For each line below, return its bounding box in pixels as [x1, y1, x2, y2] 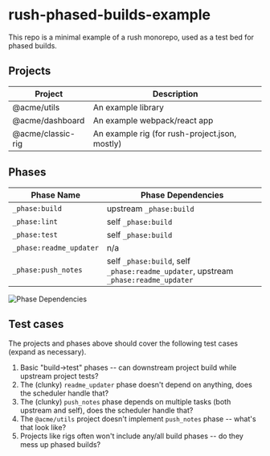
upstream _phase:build [106, 203, 194, 214]
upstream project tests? [19, 371, 99, 381]
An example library [92, 102, 165, 113]
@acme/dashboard [12, 114, 85, 126]
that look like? [19, 423, 67, 433]
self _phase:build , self [106, 255, 191, 267]
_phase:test [12, 230, 59, 239]
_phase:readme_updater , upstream [106, 265, 234, 276]
